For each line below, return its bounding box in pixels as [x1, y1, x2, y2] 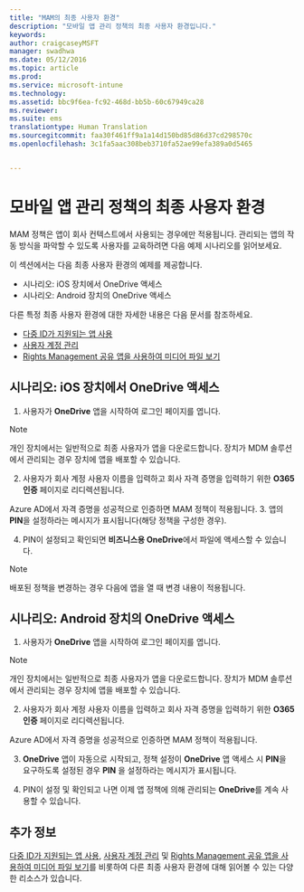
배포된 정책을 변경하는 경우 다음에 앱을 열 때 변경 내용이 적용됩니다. [9, 582, 246, 593]
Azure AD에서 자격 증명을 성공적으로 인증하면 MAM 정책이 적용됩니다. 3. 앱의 [9, 503, 284, 514]
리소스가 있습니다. [18, 873, 82, 884]
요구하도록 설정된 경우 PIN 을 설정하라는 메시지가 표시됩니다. [22, 765, 237, 776]
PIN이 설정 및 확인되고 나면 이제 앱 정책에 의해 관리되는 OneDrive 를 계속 [22, 784, 280, 795]
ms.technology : [9, 89, 67, 98]
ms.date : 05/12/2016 [9, 55, 88, 64]
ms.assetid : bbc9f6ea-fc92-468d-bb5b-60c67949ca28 [9, 97, 204, 107]
